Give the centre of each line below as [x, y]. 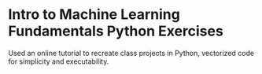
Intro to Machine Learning [94, 15]
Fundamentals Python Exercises [116, 31]
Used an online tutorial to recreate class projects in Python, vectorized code [131, 53]
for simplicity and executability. [59, 61]
